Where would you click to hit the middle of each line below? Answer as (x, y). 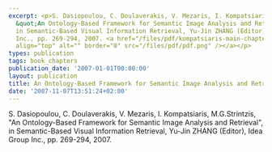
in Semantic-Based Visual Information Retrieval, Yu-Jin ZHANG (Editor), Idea (136, 131)
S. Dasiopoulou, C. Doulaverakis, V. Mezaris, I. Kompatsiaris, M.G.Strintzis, (132, 114)
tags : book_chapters (43, 61)
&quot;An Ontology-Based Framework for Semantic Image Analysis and (134, 23)
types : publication (41, 53)
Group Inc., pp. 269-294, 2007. (60, 140)
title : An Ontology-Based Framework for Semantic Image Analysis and (128, 83)
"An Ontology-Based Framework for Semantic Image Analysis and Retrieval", (136, 123)
